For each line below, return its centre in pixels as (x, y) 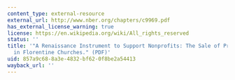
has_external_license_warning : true (60, 26)
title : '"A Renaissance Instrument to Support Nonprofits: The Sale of (114, 46)
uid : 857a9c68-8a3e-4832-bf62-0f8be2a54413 (72, 59)
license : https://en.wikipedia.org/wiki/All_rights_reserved (98, 33)
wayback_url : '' (31, 65)
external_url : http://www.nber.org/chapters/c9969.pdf (89, 20)
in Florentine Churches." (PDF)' (62, 53)
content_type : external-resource (56, 14)
